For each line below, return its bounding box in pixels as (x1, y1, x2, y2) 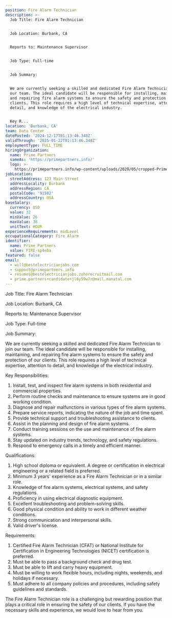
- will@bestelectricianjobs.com (10, 262, 79, 267)
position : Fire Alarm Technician (5, 7, 77, 13)
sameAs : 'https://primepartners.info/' (10, 157, 95, 162)
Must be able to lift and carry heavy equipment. (12, 564, 113, 570)
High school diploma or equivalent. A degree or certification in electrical (12, 462, 165, 468)
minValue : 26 (10, 214, 38, 220)
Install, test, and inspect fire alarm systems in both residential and (12, 383, 152, 388)
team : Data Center (5, 129, 45, 134)
